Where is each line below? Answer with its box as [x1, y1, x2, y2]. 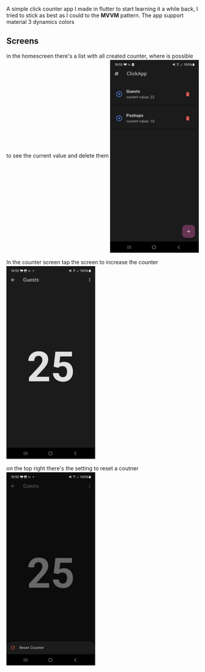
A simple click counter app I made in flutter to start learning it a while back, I [6, 6, 198, 12]
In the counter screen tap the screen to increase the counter [6, 259, 158, 266]
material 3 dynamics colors [6, 18, 75, 25]
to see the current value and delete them [6, 152, 109, 159]
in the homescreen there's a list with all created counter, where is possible [6, 52, 194, 59]
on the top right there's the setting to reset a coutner [6, 465, 139, 472]
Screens [6, 36, 39, 47]
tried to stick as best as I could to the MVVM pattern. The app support [6, 12, 184, 19]
